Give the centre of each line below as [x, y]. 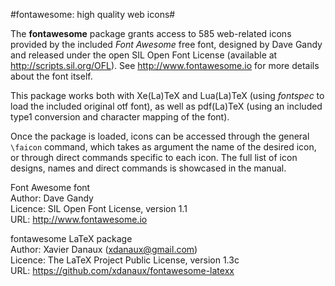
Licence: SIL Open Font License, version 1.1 [99, 208]
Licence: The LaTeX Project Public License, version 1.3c [125, 260]
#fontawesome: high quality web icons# [93, 14]
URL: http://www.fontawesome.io [79, 219]
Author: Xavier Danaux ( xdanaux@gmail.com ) [104, 249]
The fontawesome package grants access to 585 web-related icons [151, 33]
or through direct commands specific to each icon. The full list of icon [154, 157]
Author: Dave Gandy [52, 198]
